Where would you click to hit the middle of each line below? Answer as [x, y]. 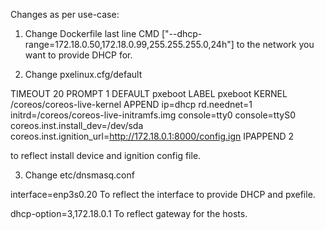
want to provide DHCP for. [78, 55]
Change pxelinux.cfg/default [83, 74]
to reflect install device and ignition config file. [106, 155]
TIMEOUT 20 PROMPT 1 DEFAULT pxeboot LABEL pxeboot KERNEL [149, 93]
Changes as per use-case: [65, 14]
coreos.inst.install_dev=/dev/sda [77, 125]
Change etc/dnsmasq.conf [79, 175]
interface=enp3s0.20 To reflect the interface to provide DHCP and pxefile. [163, 194]
